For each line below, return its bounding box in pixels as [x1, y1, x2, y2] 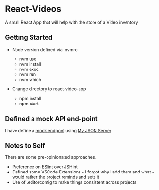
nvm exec [19, 66, 39, 72]
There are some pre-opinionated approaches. [5, 155, 96, 160]
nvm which [19, 76, 42, 82]
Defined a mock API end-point [5, 115, 98, 123]
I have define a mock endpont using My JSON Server [5, 127, 111, 133]
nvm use [19, 56, 37, 62]
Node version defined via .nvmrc [12, 46, 78, 52]
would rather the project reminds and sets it [12, 174, 99, 180]
